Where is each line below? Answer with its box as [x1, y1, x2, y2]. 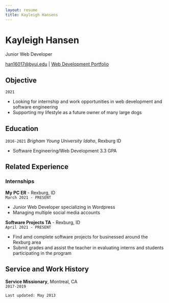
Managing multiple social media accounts [12, 209, 101, 215]
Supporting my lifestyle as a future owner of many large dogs [12, 110, 142, 116]
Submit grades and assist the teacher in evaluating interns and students [12, 244, 164, 251]
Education [5, 124, 39, 133]
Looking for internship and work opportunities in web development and [12, 98, 162, 105]
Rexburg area [12, 239, 41, 245]
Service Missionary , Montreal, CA [5, 278, 78, 285]
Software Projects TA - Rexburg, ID [5, 219, 81, 225]
